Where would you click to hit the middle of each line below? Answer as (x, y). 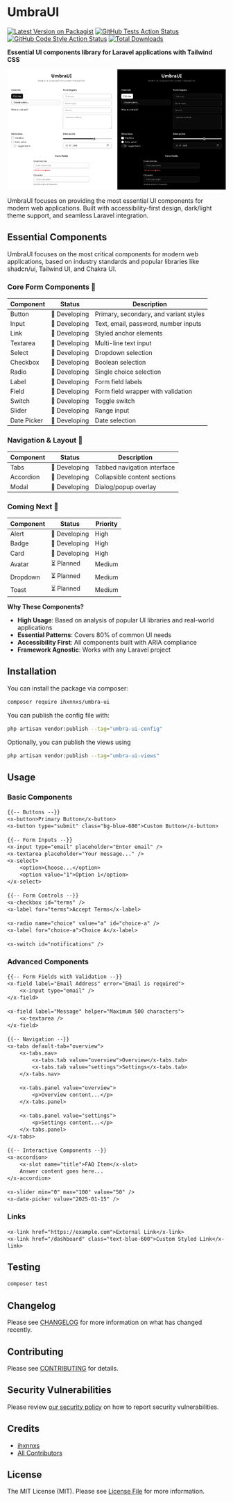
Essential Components (57, 237)
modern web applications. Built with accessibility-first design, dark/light (110, 208)
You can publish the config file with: (58, 715)
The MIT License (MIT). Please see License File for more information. (106, 1492)
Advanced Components (48, 962)
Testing (24, 1268)
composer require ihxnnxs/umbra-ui (59, 702)
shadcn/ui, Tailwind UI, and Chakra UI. (62, 269)
